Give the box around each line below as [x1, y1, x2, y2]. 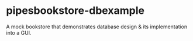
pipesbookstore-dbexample [6, 4, 145, 17]
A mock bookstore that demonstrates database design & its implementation [6, 23, 188, 30]
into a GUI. [6, 29, 32, 36]
